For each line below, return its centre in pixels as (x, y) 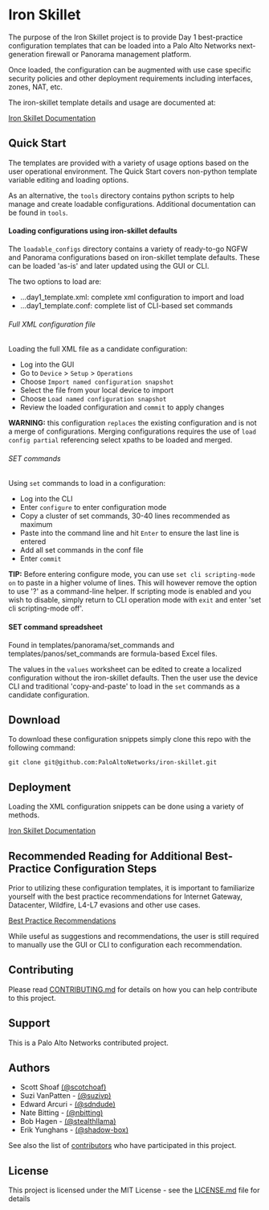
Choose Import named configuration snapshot (97, 382)
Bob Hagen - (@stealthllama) (68, 1122)
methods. (24, 815)
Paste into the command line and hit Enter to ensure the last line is (129, 533)
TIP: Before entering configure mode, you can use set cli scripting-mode (132, 574)
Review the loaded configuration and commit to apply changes (122, 407)
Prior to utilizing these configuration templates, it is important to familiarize (132, 888)
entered (33, 541)
